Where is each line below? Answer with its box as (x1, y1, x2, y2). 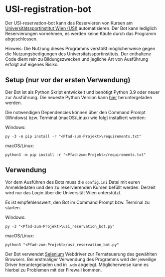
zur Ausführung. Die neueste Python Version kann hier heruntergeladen (5, 94, 153, 100)
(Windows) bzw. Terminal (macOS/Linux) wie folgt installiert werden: (5, 115, 146, 121)
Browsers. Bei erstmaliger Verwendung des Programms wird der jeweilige (5, 256, 157, 262)
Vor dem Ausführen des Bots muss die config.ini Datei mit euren (5, 179, 141, 185)
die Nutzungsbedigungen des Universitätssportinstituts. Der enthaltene (5, 51, 152, 57)
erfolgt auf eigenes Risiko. (5, 61, 59, 67)
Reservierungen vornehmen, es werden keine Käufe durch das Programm (5, 30, 157, 36)
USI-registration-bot (5, 3, 92, 15)
